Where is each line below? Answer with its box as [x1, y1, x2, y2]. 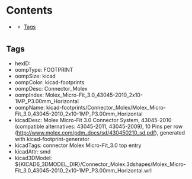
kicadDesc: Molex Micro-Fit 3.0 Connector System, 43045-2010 [14, 116, 172, 123]
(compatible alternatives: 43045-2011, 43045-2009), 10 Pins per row [14, 123, 183, 130]
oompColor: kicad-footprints [14, 78, 85, 86]
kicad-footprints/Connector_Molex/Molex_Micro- [46, 104, 166, 111]
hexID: [14, 60, 31, 67]
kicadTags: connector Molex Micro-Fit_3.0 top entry [14, 142, 142, 149]
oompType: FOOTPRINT [14, 66, 73, 73]
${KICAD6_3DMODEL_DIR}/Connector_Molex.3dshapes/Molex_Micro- [14, 161, 187, 168]
